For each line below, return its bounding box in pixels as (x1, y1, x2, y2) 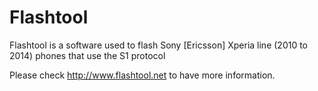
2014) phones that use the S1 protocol (9, 49, 166, 61)
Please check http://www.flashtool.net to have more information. (9, 69, 276, 81)
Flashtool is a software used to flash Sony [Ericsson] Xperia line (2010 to (9, 39, 309, 51)
